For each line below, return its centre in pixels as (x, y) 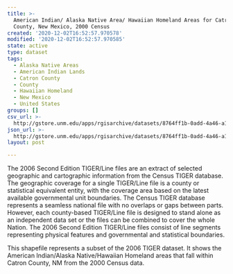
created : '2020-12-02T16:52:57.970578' (65, 33)
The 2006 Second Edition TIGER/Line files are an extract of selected (105, 169)
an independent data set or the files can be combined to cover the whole (111, 220)
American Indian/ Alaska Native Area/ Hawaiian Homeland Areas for (113, 20)
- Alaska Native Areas (46, 65)
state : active (28, 46)
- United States (37, 104)
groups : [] (23, 110)
